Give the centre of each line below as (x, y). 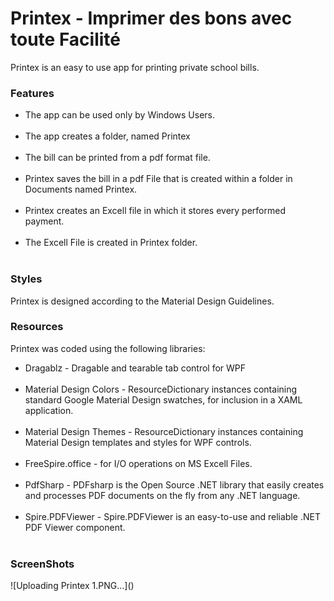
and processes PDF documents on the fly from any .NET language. (162, 495)
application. (49, 410)
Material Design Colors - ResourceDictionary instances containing (161, 389)
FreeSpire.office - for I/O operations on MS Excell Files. (138, 463)
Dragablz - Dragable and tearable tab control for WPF (135, 368)
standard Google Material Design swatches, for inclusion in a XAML (163, 399)
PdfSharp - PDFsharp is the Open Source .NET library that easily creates (174, 484)
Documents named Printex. (81, 189)
